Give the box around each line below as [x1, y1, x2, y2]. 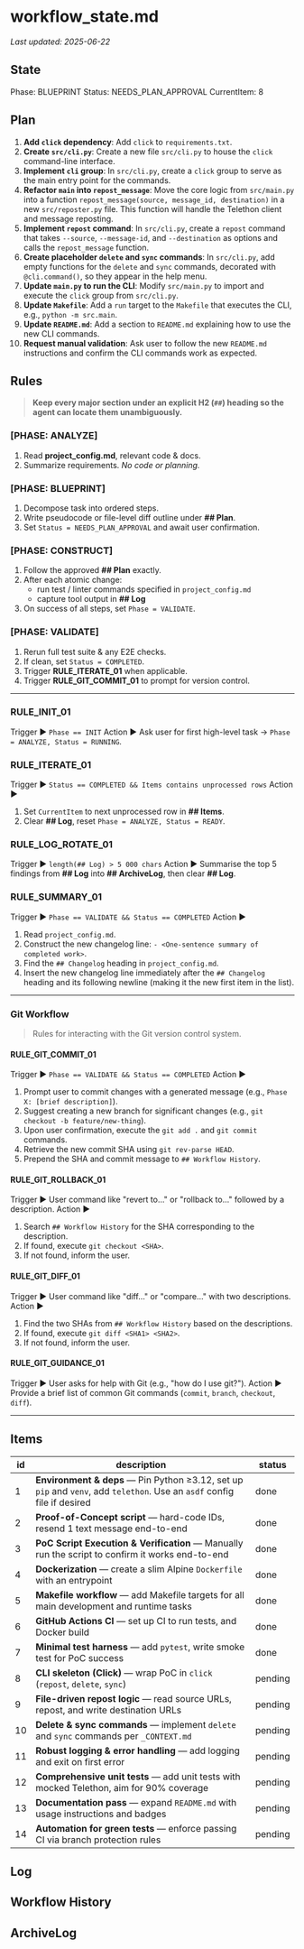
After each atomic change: [23, 575, 123, 586]
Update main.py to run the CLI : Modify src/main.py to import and [23, 280, 264, 291]
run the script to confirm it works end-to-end [35, 1547, 229, 1560]
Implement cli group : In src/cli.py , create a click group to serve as [23, 165, 282, 176]
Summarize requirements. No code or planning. [23, 459, 200, 470]
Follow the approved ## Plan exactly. [23, 565, 161, 576]
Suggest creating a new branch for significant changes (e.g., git [23, 1105, 264, 1116]
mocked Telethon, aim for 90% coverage [35, 1781, 209, 1794]
